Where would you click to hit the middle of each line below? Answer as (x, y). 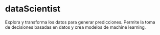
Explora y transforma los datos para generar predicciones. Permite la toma (80, 22)
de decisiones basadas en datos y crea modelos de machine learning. (76, 27)
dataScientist (33, 9)
